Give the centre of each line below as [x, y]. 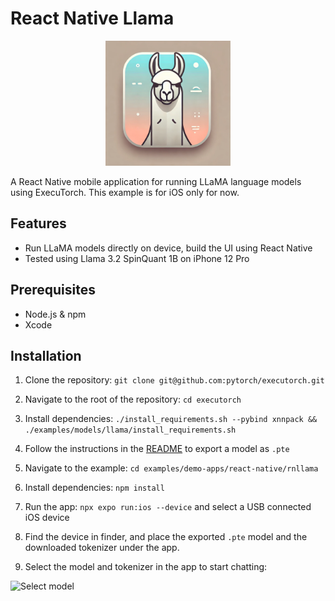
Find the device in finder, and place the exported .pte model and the [166, 537]
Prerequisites [53, 290]
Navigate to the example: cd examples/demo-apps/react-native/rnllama [171, 468]
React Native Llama [92, 18]
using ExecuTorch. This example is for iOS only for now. [125, 192]
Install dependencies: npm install [94, 488]
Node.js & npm [55, 314]
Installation [46, 355]
